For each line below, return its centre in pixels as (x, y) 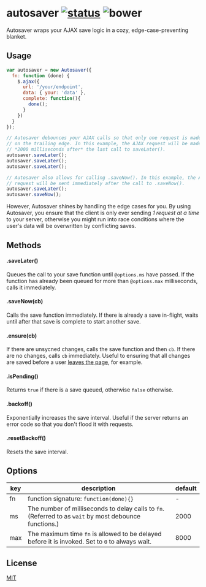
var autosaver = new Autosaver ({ (49, 70)
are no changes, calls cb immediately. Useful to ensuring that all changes (98, 356)
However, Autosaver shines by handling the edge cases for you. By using (99, 206)
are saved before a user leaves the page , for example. (74, 362)
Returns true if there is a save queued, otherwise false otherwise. (90, 390)
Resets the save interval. (37, 452)
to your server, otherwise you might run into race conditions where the (95, 219)
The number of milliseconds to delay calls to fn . (96, 509)
